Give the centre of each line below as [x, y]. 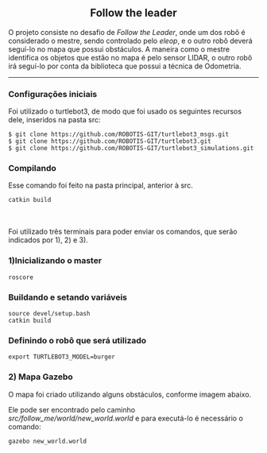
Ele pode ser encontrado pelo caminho [72, 409]
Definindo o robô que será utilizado [77, 340]
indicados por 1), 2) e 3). [48, 240]
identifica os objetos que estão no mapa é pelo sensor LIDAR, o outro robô [130, 57]
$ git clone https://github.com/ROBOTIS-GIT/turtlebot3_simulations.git [131, 149]
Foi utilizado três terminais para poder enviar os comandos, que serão [123, 232]
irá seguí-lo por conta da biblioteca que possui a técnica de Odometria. [125, 66]
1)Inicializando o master [55, 261]
